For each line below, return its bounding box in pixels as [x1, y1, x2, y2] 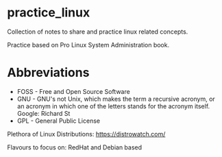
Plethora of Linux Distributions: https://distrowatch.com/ [7, 130, 166, 138]
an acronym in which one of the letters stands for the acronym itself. [16, 101, 210, 110]
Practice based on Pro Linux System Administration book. [7, 40, 170, 49]
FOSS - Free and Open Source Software [16, 87, 130, 95]
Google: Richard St [16, 109, 71, 117]
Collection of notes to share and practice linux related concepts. [7, 27, 188, 36]
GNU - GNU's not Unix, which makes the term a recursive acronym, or [16, 95, 216, 103]
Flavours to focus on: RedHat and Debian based [7, 143, 143, 152]
